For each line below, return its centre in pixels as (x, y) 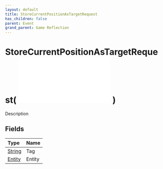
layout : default (22, 10)
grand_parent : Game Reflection (37, 28)
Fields (15, 129)
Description (17, 114)
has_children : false (26, 19)
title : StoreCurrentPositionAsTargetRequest (51, 14)
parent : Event (20, 23)
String (14, 151)
